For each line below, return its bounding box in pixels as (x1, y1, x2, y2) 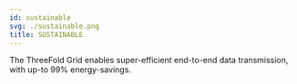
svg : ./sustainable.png (9, 22, 100, 31)
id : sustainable (9, 13, 71, 23)
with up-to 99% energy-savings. (9, 64, 132, 75)
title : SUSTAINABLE (9, 30, 84, 39)
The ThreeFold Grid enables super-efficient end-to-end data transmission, (9, 55, 289, 66)
